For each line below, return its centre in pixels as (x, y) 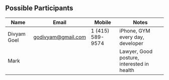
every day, (132, 37)
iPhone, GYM (135, 30)
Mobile (103, 22)
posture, (129, 57)
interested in (134, 63)
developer (131, 43)
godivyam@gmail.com (60, 37)
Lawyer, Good (136, 51)
